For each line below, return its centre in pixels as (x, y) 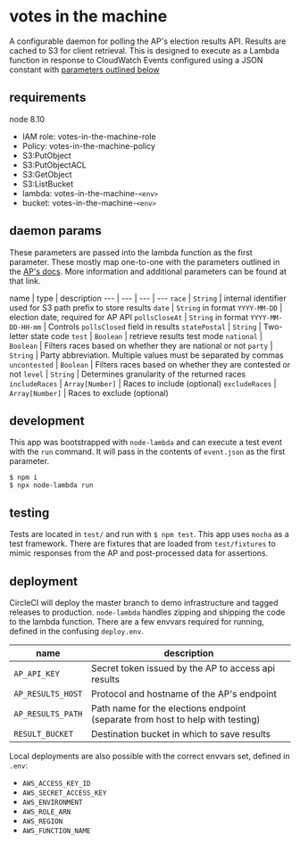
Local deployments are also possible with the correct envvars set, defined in (150, 756)
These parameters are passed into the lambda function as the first (131, 252)
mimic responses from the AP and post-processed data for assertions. (139, 553)
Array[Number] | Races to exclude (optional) (89, 393)
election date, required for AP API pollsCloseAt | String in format (129, 317)
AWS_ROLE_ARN (46, 812)
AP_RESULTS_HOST (48, 694)
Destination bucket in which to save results (180, 734)
